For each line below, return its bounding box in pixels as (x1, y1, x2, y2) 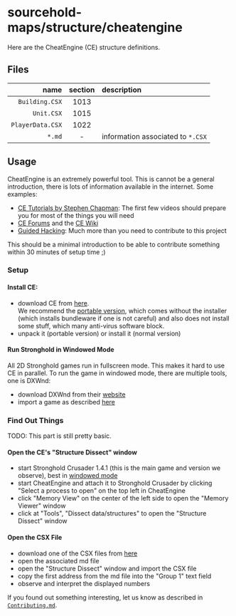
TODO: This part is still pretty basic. (7, 432, 112, 440)
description (102, 85, 142, 95)
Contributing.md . (7, 600, 58, 609)
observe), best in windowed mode (17, 471, 118, 480)
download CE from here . (17, 298, 90, 307)
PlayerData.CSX (11, 120, 63, 129)
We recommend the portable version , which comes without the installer (17, 306, 227, 315)
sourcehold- (7, 4, 82, 21)
